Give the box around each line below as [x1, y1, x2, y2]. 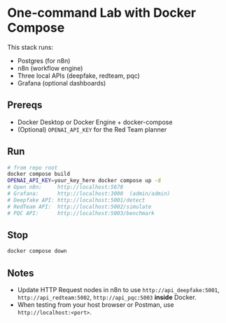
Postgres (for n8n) [17, 56, 71, 64]
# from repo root [7, 164, 58, 171]
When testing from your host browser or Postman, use [17, 301, 174, 309]
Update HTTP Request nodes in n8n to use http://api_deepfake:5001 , [17, 286, 220, 294]
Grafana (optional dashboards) [17, 78, 106, 87]
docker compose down [7, 247, 68, 255]
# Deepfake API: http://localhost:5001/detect [7, 196, 146, 204]
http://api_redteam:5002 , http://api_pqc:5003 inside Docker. [17, 293, 197, 302]
